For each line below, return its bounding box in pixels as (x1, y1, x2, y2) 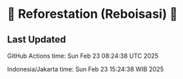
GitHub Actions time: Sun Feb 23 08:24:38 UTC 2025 (7, 52, 159, 60)
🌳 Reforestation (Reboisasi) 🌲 (7, 6, 178, 22)
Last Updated (7, 34, 66, 45)
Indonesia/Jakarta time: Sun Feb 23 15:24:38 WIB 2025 (7, 65, 164, 73)
